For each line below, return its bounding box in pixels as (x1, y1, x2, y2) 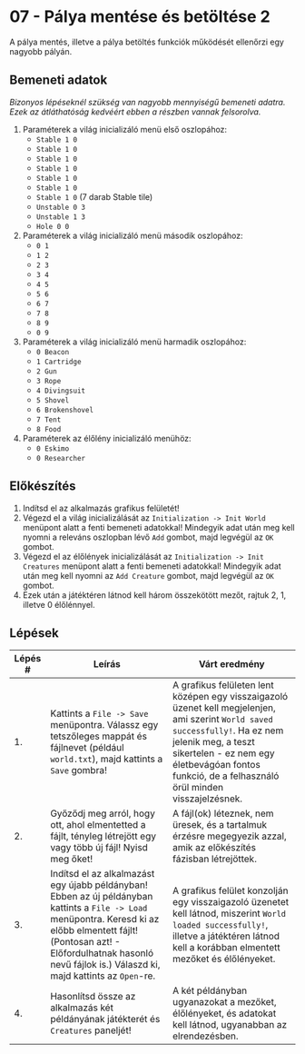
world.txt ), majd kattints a (49, 752, 163, 765)
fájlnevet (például (49, 741, 124, 754)
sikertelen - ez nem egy (172, 747, 275, 760)
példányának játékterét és (49, 1013, 161, 1026)
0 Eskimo (35, 443, 70, 453)
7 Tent (35, 415, 62, 424)
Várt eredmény (198, 658, 265, 671)
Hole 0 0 (35, 222, 70, 231)
